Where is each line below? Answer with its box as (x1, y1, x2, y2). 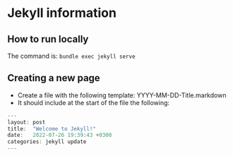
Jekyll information (7, 5, 116, 21)
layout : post (7, 119, 46, 126)
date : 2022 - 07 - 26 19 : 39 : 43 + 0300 (7, 132, 112, 139)
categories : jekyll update (7, 138, 87, 145)
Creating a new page (7, 72, 100, 84)
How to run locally (7, 33, 89, 45)
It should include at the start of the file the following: (17, 98, 170, 107)
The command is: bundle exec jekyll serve (7, 52, 136, 60)
